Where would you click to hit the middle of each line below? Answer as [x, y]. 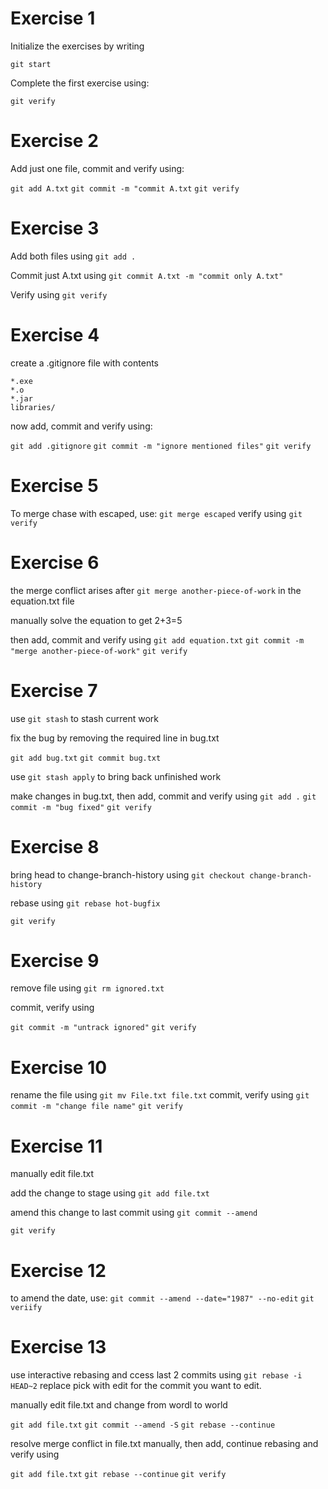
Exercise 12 [58, 1270]
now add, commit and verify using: [81, 426]
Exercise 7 [54, 690]
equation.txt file [42, 601]
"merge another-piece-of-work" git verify [99, 651]
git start [31, 64]
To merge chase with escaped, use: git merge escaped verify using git [156, 513]
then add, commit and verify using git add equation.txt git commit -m [157, 639]
